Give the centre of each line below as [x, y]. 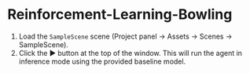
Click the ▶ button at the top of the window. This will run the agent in [131, 53]
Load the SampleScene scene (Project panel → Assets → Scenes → [125, 36]
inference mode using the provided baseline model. [102, 61]
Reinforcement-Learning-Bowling [120, 15]
